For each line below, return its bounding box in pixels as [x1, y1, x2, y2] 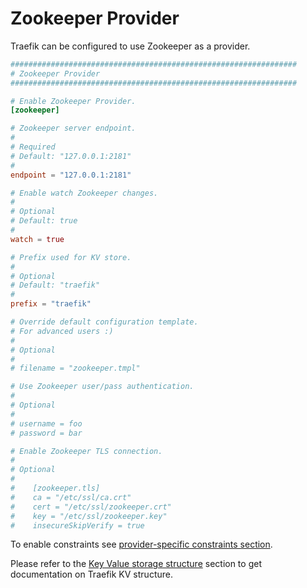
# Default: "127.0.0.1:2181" [10, 151, 132, 161]
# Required [10, 142, 56, 152]
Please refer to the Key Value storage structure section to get [10, 558, 262, 570]
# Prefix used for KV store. [10, 252, 132, 262]
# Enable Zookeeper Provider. [10, 96, 137, 106]
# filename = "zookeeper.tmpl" [10, 363, 141, 374]
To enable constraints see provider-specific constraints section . [10, 538, 273, 551]
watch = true [10, 234, 65, 244]
